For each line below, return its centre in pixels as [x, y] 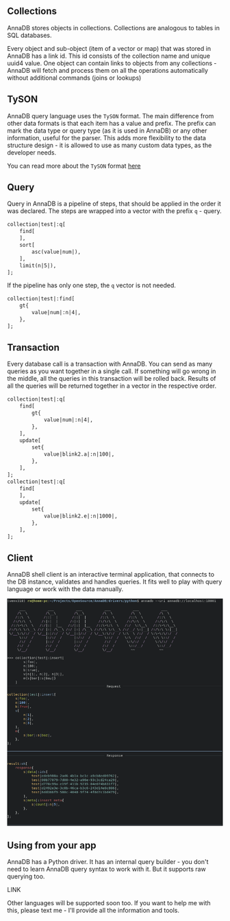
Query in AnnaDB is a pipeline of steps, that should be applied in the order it [114, 204]
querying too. [26, 876]
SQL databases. [30, 35]
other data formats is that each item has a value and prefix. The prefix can [112, 123]
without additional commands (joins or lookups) [74, 78]
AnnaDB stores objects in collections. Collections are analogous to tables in [114, 27]
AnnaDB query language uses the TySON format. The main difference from [111, 115]
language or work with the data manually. [65, 589]
